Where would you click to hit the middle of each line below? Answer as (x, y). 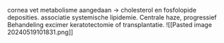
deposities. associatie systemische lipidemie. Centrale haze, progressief (112, 17)
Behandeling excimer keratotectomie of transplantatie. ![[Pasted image (110, 25)
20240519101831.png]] (41, 32)
